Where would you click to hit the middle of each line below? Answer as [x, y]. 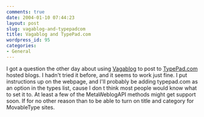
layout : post [23, 23]
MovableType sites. [30, 107]
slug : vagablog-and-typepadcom [46, 29]
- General [19, 52]
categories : [21, 46]
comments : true [26, 12]
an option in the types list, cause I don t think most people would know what [102, 88]
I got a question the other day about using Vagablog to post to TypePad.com [102, 69]
